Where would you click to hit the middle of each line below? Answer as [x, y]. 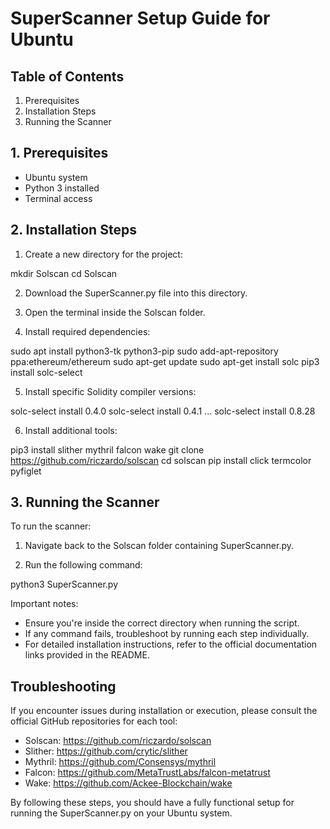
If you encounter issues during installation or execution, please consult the [164, 711]
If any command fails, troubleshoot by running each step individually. [167, 634]
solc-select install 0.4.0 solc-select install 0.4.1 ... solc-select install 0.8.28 [163, 411]
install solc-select [46, 372]
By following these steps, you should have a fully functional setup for [152, 803]
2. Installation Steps [73, 230]
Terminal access [58, 198]
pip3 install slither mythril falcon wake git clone [107, 449]
